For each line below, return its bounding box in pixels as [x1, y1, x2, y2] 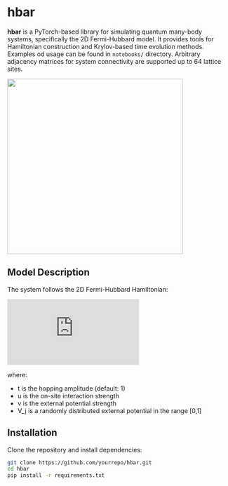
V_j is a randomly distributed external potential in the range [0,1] [17, 406, 202, 414]
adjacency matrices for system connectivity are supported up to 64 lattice [7, 57, 222, 65]
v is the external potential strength [17, 399, 117, 407]
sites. [7, 65, 23, 73]
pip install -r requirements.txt [7, 472, 105, 479]
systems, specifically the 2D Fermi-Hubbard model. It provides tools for [7, 34, 214, 43]
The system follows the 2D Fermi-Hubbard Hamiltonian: [7, 285, 168, 293]
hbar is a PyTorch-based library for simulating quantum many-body [7, 27, 202, 36]
